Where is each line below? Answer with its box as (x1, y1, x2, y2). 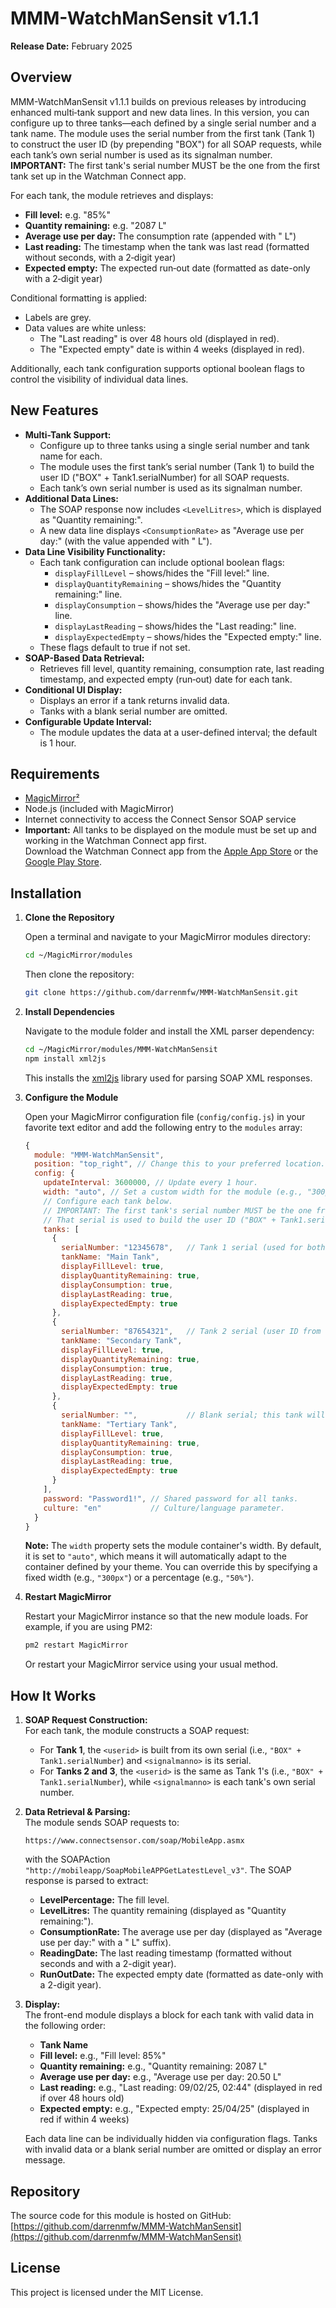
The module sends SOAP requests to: (24, 1817, 180, 1829)
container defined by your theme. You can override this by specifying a (24, 1561, 318, 1573)
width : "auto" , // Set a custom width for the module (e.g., (43, 1187, 303, 1197)
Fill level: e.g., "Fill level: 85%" (39, 2050, 167, 2062)
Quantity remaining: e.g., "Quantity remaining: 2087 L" (39, 2060, 268, 2072)
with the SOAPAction (24, 1853, 111, 1866)
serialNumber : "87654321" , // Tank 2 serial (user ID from (61, 1327, 322, 1337)
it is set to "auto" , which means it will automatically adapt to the (24, 1550, 287, 1562)
